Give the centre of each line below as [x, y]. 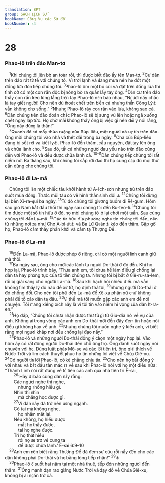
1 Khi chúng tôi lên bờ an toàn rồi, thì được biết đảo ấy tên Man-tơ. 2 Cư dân [84, 75]
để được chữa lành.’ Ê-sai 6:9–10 [51, 446]
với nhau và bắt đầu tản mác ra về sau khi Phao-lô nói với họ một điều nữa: [81, 365]
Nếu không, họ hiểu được [39, 419]
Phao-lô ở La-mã [25, 242]
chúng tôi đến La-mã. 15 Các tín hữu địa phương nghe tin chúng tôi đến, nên [81, 218]
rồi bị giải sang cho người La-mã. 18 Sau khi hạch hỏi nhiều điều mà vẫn [77, 281]
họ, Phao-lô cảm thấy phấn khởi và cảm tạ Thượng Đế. [60, 229]
